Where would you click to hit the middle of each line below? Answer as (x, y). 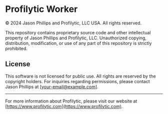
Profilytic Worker (41, 9)
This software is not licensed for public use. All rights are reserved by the (80, 76)
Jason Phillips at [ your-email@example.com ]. (52, 87)
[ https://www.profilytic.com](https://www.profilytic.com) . (64, 106)
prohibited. (16, 48)
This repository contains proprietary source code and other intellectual (78, 32)
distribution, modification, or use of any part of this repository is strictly (78, 43)
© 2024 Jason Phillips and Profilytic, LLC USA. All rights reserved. (73, 23)
